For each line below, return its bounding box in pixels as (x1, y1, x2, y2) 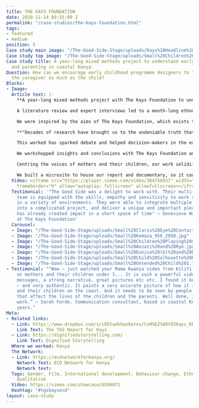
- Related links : (6, 315, 49, 321)
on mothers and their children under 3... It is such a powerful (17, 271, 182, 277)
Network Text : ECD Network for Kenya (17, 360, 110, 366)
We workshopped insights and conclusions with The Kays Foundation (17, 151, 187, 157)
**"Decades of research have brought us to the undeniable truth (17, 129, 182, 135)
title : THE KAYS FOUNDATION (6, 8, 76, 15)
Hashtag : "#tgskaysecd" (11, 387, 70, 394)
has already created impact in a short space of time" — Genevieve (17, 211, 187, 217)
